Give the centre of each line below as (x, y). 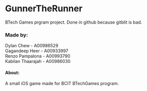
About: (12, 72)
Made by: (17, 35)
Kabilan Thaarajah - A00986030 (38, 61)
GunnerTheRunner (44, 9)
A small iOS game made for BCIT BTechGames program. (62, 84)
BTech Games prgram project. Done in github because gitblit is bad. (74, 22)
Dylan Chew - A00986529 (32, 46)
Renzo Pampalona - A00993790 (38, 56)
